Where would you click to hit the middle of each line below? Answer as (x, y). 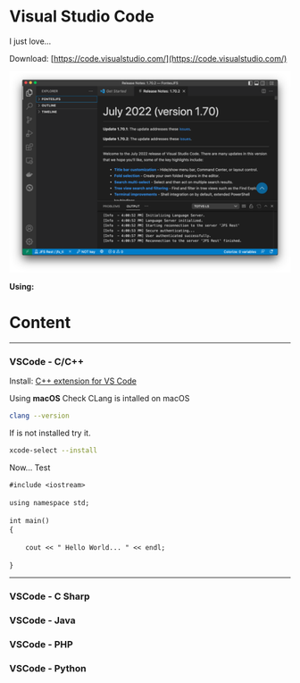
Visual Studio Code (82, 17)
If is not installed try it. (50, 433)
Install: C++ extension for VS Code (73, 381)
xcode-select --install (54, 451)
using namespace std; (50, 503)
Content (40, 323)
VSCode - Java (42, 620)
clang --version (39, 416)
